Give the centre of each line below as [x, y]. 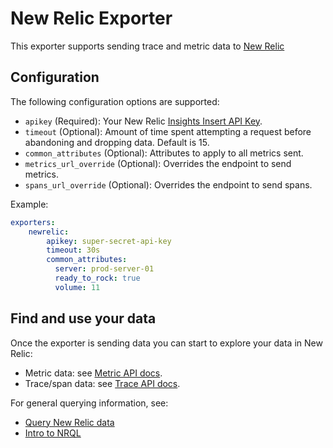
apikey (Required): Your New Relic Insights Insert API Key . [143, 121]
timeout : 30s [73, 250]
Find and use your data [83, 318]
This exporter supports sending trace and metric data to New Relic [147, 46]
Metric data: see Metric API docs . [93, 373]
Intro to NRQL [53, 433]
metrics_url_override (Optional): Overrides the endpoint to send [158, 163]
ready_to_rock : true [97, 278]
